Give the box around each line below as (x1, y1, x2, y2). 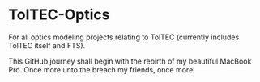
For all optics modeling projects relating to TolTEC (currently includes (8, 32, 240, 42)
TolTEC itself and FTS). (8, 40, 86, 50)
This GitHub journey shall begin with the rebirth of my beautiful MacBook (8, 56, 252, 66)
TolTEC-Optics (8, 6, 110, 24)
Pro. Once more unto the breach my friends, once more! (8, 64, 196, 74)
